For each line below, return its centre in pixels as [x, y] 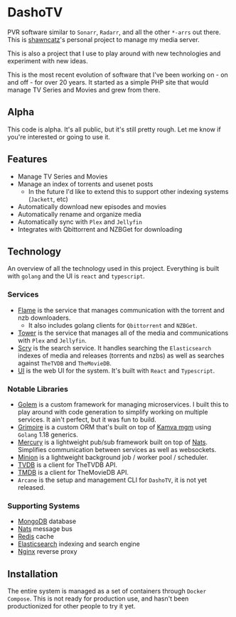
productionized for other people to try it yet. [72, 606]
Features [27, 160]
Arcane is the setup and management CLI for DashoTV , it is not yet [112, 480]
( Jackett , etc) [48, 199]
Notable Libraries [38, 389]
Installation [33, 574]
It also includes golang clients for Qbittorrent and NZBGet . [113, 325]
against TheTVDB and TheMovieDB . [65, 363]
